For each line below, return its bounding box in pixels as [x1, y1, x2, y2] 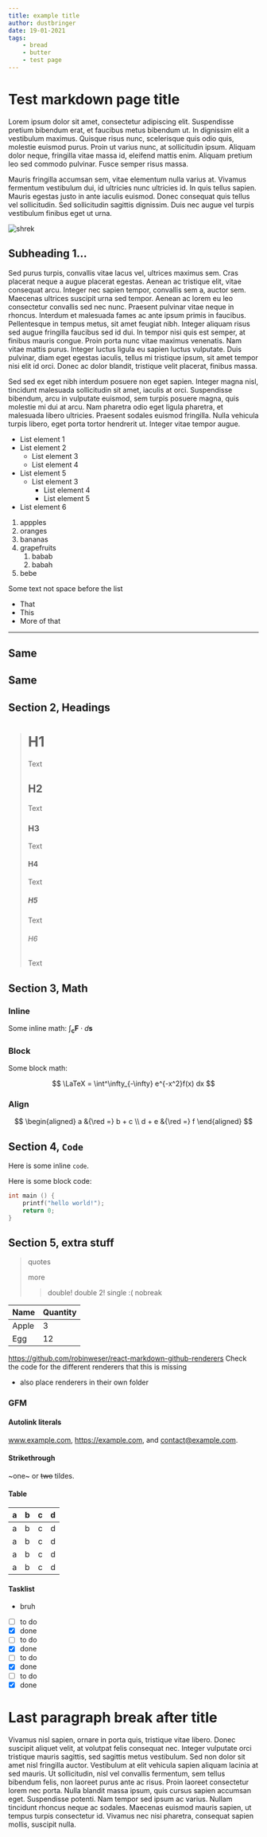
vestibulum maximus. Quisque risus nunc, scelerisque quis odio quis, [8, 133, 234, 143]
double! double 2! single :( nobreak [47, 1288, 163, 1298]
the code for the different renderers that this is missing [8, 1362, 188, 1372]
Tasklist [8, 1584, 35, 1593]
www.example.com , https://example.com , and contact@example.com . [8, 1435, 238, 1444]
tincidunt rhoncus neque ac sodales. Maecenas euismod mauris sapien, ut [8, 1802, 252, 1812]
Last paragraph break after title [8, 1708, 218, 1726]
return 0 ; [22, 1206, 56, 1215]
